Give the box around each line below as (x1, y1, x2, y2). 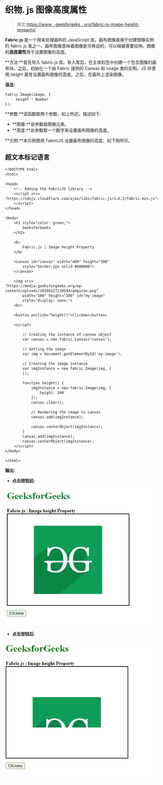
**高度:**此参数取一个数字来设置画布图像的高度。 (12, 127, 112, 133)
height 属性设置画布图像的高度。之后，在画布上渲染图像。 (10, 71, 127, 77)
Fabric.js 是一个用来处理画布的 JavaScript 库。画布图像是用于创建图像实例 (5, 37, 154, 43)
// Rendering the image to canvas (31, 410, 101, 415)
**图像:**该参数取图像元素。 (12, 121, 69, 127)
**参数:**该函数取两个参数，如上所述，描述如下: (5, 111, 101, 117)
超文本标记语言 (5, 153, 50, 162)
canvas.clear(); (31, 400, 64, 405)
